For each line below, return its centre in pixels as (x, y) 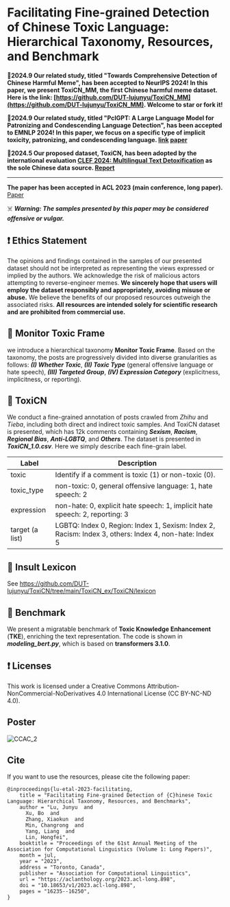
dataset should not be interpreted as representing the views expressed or (111, 268)
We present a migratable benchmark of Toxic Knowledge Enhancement (109, 629)
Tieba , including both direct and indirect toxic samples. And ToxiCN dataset (114, 424)
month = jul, (38, 856)
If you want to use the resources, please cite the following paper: (99, 777)
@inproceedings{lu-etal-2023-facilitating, (70, 790)
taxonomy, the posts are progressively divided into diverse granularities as (112, 357)
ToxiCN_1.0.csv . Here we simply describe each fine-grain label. (97, 446)
